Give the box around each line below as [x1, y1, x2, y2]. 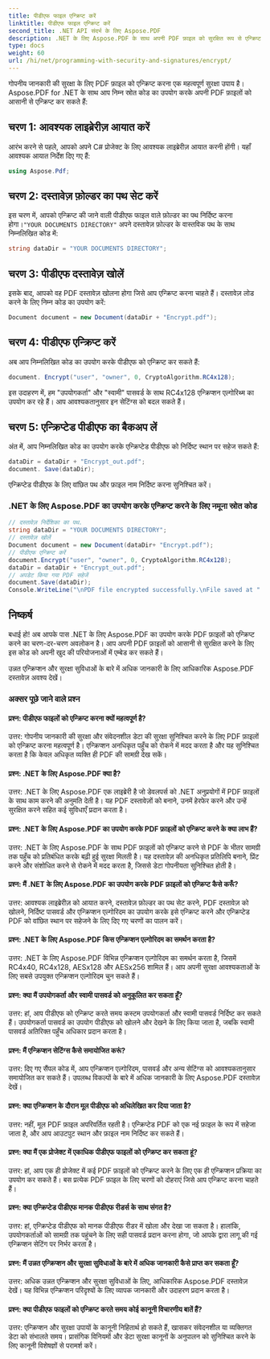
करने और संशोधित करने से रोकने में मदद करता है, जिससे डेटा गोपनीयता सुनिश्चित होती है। [8, 860, 237, 870]
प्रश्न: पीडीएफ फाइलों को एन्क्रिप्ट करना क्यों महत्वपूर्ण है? [8, 713, 146, 723]
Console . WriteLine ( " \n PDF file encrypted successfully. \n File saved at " [8, 586, 261, 594]
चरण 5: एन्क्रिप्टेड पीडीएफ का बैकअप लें [8, 421, 157, 434]
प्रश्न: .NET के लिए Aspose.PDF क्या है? [8, 769, 121, 778]
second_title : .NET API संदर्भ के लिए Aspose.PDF [8, 27, 161, 35]
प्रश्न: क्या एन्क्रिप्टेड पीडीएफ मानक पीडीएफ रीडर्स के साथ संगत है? [8, 1203, 172, 1213]
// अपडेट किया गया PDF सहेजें [8, 571, 88, 579]
